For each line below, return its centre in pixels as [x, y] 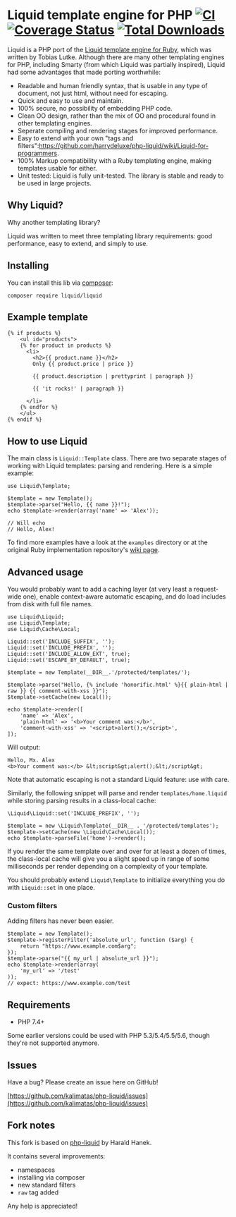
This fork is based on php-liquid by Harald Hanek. [80, 1142]
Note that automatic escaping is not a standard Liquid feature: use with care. [118, 779]
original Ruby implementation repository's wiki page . [83, 550]
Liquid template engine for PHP [100, 15]
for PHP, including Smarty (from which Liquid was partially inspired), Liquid [116, 64]
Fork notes [31, 1126]
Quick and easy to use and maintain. [70, 100]
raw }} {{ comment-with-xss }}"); [58, 691]
